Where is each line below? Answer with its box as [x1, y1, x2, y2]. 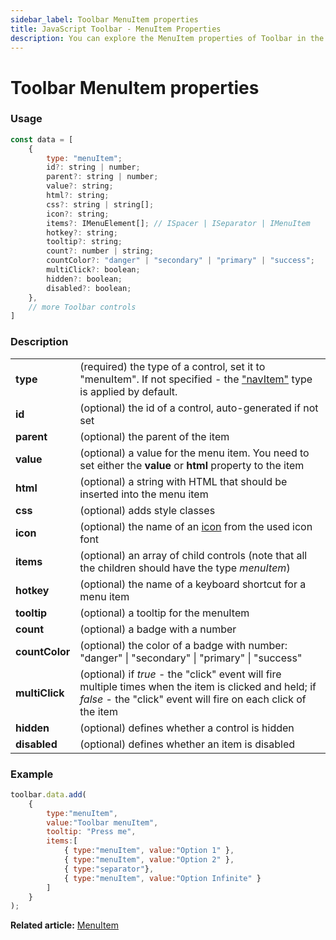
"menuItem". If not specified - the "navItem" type [79, 372, 313, 386]
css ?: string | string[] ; [46, 199, 155, 210]
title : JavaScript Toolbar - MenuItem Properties [10, 24, 222, 34]
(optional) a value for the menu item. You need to [79, 446, 310, 460]
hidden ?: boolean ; [46, 274, 123, 284]
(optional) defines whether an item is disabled [79, 737, 296, 751]
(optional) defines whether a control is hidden [79, 721, 295, 735]
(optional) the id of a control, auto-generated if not [79, 401, 319, 415]
